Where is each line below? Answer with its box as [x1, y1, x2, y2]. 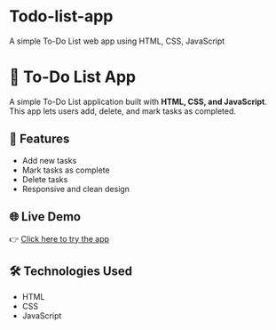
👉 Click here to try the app [9, 233, 109, 244]
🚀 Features [9, 132, 70, 147]
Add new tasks [21, 155, 77, 165]
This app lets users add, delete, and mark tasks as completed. [9, 105, 237, 117]
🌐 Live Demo [9, 209, 82, 224]
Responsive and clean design [21, 183, 130, 194]
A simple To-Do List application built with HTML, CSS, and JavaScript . [9, 96, 268, 107]
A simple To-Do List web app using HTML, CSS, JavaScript [9, 36, 225, 46]
